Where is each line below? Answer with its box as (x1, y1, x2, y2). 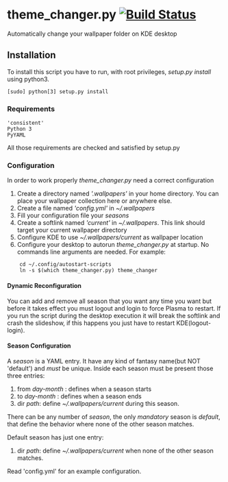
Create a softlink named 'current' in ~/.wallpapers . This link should (16, 219, 205, 227)
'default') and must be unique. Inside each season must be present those (7, 364, 214, 372)
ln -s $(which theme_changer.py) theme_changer (19, 267, 157, 274)
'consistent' (7, 120, 45, 127)
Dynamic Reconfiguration (7, 281, 82, 289)
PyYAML (7, 132, 26, 138)
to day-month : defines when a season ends (16, 391, 142, 400)
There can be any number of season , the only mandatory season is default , (7, 412, 220, 421)
